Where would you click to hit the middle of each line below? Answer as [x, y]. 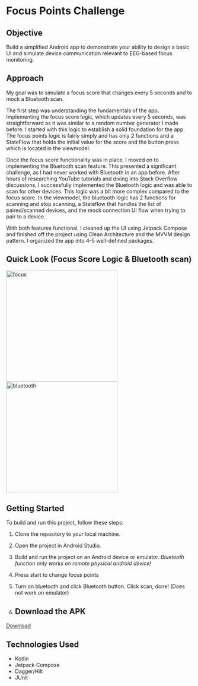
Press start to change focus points [57, 575]
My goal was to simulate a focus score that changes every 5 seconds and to [99, 93]
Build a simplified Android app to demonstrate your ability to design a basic [98, 47]
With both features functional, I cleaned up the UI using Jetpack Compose [97, 228]
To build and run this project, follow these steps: [65, 523]
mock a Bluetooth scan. [35, 99]
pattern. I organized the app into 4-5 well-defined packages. [80, 240]
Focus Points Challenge [66, 11]
